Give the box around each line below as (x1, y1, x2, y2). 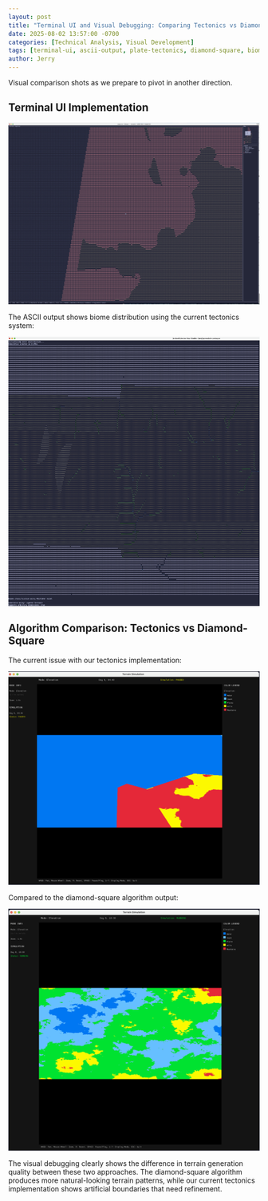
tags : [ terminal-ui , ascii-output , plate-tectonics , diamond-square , (8, 46, 245, 55)
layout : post (8, 13, 52, 21)
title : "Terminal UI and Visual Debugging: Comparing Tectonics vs (8, 21, 238, 30)
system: (8, 321, 34, 330)
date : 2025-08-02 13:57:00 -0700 (8, 30, 120, 38)
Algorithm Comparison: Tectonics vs (8, 622, 195, 635)
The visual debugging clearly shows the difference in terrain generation (8, 1159, 243, 1168)
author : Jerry (8, 55, 56, 63)
